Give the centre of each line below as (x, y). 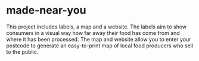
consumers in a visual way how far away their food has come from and (93, 33)
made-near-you (46, 10)
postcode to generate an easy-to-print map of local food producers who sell (100, 46)
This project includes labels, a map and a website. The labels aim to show (97, 27)
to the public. (22, 52)
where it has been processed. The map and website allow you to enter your (99, 39)
